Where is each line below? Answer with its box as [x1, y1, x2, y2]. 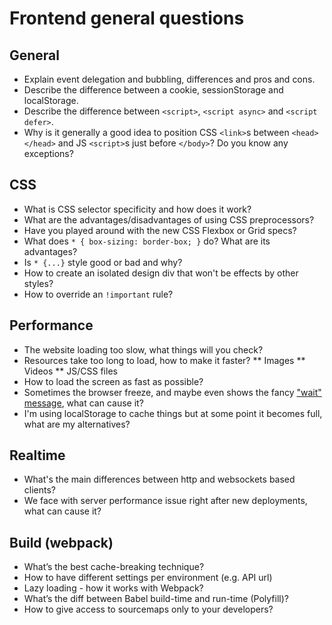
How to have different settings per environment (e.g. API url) [23, 572, 273, 584]
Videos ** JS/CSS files [23, 365, 118, 377]
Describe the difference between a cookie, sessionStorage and [23, 84, 284, 96]
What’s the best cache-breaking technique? [23, 561, 205, 573]
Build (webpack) [9, 534, 114, 551]
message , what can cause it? [23, 397, 144, 409]
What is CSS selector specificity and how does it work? [23, 203, 252, 215]
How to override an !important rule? [23, 288, 174, 300]
